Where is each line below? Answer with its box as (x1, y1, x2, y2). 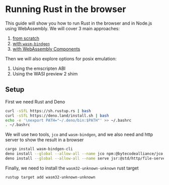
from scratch (12, 35, 39, 41)
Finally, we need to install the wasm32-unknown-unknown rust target (5, 165, 139, 171)
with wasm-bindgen (12, 40, 50, 46)
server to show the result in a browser (5, 137, 84, 143)
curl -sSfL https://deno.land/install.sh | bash (5, 113, 109, 118)
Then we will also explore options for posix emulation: (5, 55, 117, 61)
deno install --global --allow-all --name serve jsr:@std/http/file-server (5, 156, 167, 161)
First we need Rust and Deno (5, 99, 65, 105)
